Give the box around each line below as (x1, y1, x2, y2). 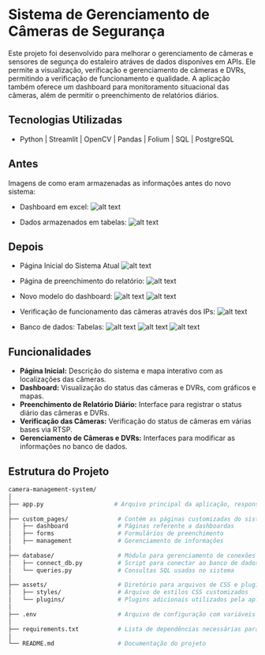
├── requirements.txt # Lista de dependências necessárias (8, 625, 242, 633)
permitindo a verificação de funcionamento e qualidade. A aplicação (8, 73, 230, 83)
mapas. (19, 391, 44, 401)
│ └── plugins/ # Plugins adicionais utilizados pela (8, 596, 245, 604)
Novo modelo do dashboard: (19, 292, 113, 301)
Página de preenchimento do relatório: (19, 277, 145, 286)
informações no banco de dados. (19, 442, 128, 451)
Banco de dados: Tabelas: (19, 322, 105, 332)
